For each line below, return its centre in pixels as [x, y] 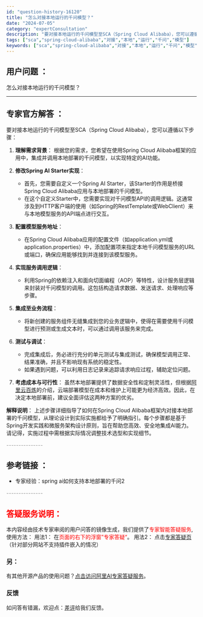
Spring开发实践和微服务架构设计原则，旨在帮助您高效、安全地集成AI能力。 [99, 425]
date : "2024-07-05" [31, 23]
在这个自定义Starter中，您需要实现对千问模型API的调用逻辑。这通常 [108, 198]
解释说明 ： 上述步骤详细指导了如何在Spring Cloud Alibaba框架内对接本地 [97, 410]
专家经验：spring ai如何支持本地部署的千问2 [70, 481]
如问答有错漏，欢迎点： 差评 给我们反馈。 [56, 607]
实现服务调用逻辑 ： [39, 267]
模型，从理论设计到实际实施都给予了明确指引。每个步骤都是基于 [106, 417]
